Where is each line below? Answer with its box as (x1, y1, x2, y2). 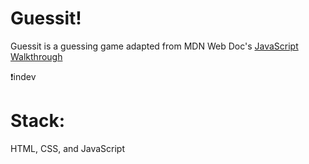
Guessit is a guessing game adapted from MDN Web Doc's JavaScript (10, 40, 299, 52)
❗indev (10, 70, 37, 82)
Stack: (10, 110, 66, 132)
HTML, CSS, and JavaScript (10, 142, 126, 154)
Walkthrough (10, 50, 63, 62)
